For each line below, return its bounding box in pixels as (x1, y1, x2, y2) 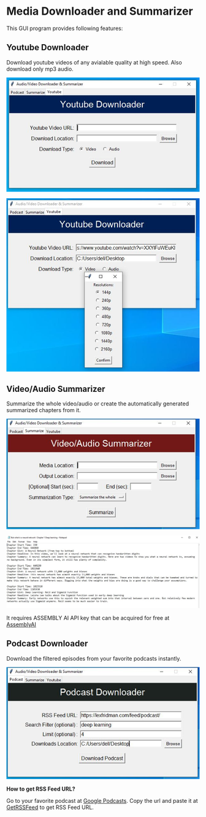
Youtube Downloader (6, 42, 89, 53)
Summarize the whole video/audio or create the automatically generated (6, 400, 189, 407)
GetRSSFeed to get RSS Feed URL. (6, 804, 94, 811)
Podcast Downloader (6, 639, 88, 649)
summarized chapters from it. (6, 407, 81, 414)
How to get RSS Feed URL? (6, 785, 75, 792)
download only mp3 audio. (6, 65, 74, 72)
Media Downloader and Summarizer (6, 4, 193, 18)
